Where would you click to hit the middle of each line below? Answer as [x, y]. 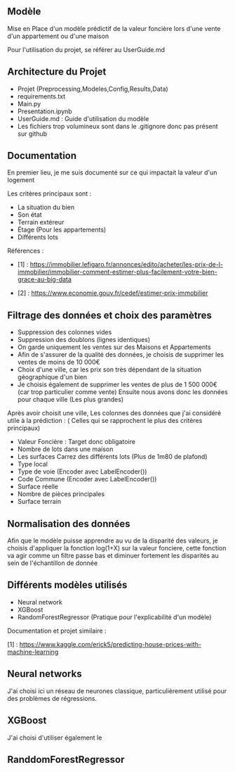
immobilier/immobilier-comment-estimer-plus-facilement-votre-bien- [117, 272]
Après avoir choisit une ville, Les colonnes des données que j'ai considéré [114, 413]
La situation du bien [46, 208]
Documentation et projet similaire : [57, 631]
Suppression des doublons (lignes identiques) [84, 340]
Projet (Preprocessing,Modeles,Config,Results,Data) [93, 89]
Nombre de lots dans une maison [65, 449]
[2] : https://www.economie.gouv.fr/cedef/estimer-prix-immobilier [113, 293]
